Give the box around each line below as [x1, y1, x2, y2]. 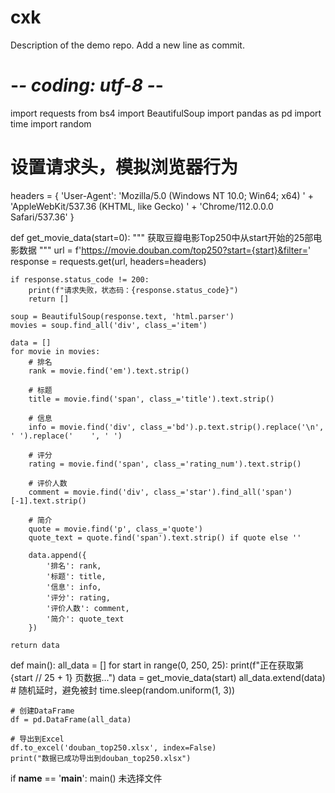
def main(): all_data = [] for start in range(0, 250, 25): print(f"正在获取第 [10, 659, 304, 671]
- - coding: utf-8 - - [10, 74, 164, 97]
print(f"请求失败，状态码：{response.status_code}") [28, 285, 239, 295]
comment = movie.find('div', [28, 487, 150, 497]
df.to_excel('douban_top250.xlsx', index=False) [10, 742, 217, 753]
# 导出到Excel [10, 734, 65, 744]
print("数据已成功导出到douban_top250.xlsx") [10, 753, 192, 763]
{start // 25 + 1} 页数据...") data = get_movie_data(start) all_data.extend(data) [10, 671, 326, 683]
